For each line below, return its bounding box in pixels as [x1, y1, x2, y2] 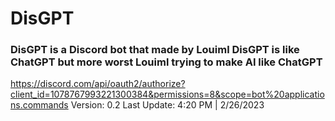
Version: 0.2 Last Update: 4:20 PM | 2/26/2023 [70, 99, 265, 111]
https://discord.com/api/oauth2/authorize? [10, 78, 186, 90]
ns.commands [10, 99, 69, 111]
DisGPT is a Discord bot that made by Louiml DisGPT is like [10, 43, 300, 57]
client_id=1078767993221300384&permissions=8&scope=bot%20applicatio [10, 88, 325, 101]
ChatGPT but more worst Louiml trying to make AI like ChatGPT [10, 55, 323, 69]
